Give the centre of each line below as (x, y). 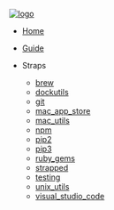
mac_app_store (63, 111)
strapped (52, 168)
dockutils (52, 92)
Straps (34, 65)
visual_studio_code (70, 196)
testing (48, 177)
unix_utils (52, 186)
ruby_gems (55, 158)
